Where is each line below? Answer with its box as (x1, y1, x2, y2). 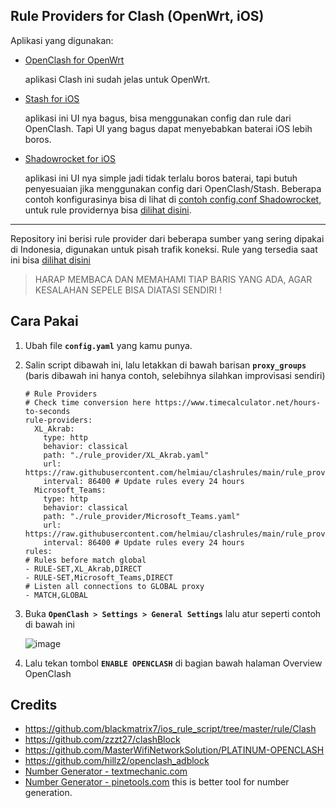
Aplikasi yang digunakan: (10, 34, 114, 46)
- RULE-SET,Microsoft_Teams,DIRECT (24, 572, 174, 583)
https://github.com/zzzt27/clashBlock (24, 734, 181, 746)
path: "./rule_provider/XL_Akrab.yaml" (43, 450, 210, 460)
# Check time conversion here (24, 397, 152, 408)
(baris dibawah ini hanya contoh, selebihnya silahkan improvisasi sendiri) (24, 369, 326, 381)
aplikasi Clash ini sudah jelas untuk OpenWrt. (24, 73, 211, 85)
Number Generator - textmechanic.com (24, 765, 188, 778)
